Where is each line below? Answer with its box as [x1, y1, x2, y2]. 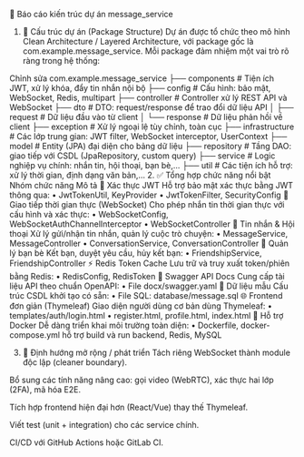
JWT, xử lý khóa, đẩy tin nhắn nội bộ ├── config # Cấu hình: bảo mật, [9, 83, 271, 93]
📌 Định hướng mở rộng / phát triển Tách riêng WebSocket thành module [22, 347, 290, 358]
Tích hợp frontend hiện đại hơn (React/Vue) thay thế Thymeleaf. [9, 401, 249, 412]
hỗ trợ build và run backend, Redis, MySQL [62, 330, 222, 340]
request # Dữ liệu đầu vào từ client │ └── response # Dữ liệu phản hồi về [9, 112, 283, 122]
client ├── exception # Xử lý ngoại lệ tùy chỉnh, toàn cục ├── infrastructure [9, 121, 295, 132]
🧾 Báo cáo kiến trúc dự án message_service [9, 9, 174, 19]
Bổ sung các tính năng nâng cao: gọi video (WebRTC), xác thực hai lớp [9, 374, 274, 385]
